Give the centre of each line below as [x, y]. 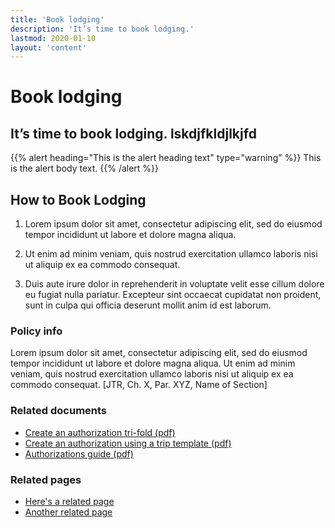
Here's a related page [69, 501]
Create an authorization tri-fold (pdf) [100, 432]
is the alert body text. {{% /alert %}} [85, 168]
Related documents [59, 411]
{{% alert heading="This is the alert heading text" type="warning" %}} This [166, 158]
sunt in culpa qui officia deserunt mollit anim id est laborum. [148, 305]
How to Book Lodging [78, 199]
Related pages [46, 479]
